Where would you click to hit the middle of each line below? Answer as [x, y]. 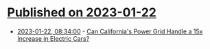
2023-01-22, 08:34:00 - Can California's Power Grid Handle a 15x [110, 31]
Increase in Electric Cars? [53, 38]
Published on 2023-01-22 [82, 13]
